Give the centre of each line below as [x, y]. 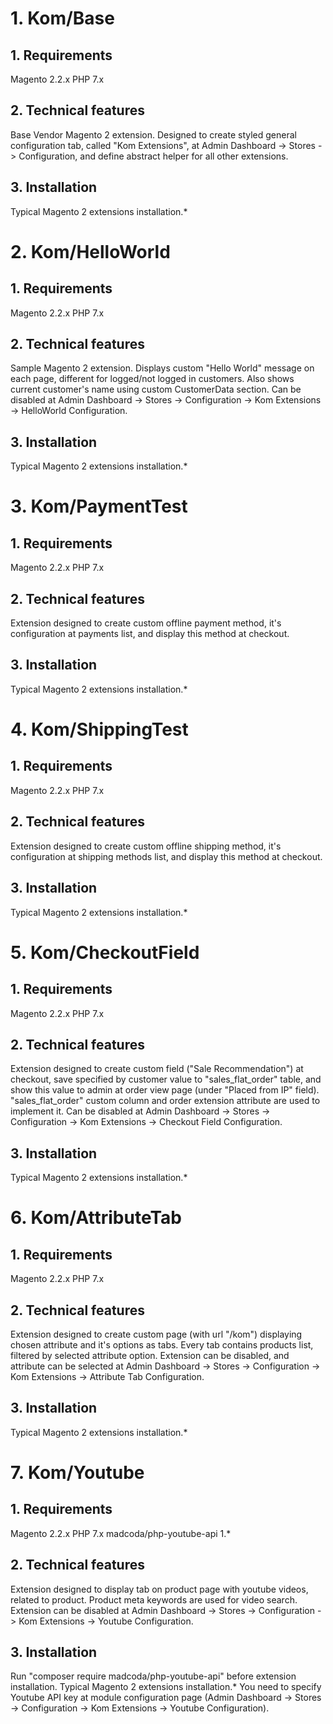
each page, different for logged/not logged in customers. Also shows [152, 379]
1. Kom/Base [62, 18]
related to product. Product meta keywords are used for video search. [154, 1599]
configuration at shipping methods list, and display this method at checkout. [166, 856]
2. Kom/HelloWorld [90, 251]
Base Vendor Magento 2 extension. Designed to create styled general [153, 134]
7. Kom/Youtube [77, 1472]
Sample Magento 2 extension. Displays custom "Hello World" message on [162, 368]
